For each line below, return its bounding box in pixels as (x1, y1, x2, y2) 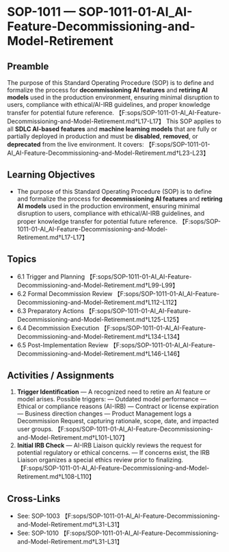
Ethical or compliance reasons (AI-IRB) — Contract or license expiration (16, 402, 219, 411)
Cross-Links (7, 492, 61, 504)
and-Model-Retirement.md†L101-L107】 (16, 434, 129, 442)
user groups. (16, 425, 53, 434)
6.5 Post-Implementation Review (16, 340, 109, 349)
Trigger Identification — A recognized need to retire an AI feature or (16, 388, 211, 396)
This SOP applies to (166, 117, 221, 125)
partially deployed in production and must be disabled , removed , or (7, 132, 198, 140)
